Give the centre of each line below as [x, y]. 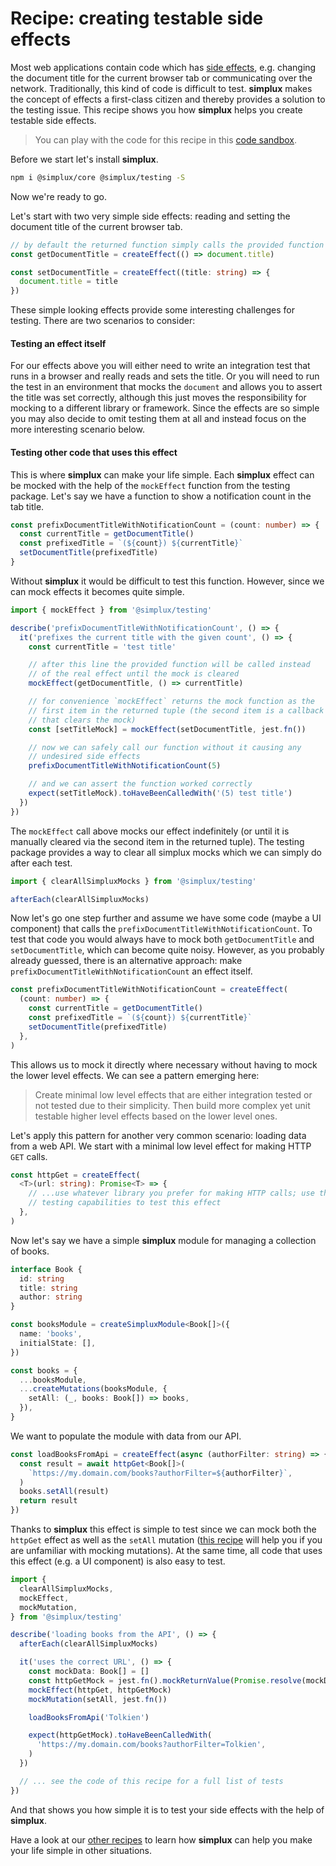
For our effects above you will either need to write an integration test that [160, 366]
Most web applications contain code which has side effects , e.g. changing [163, 67]
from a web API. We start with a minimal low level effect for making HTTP [161, 1146]
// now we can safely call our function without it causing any [165, 747]
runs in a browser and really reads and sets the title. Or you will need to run [165, 376]
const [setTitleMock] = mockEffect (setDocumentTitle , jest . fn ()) [167, 729]
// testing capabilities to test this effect [125, 1203]
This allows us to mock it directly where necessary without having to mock [164, 1064]
